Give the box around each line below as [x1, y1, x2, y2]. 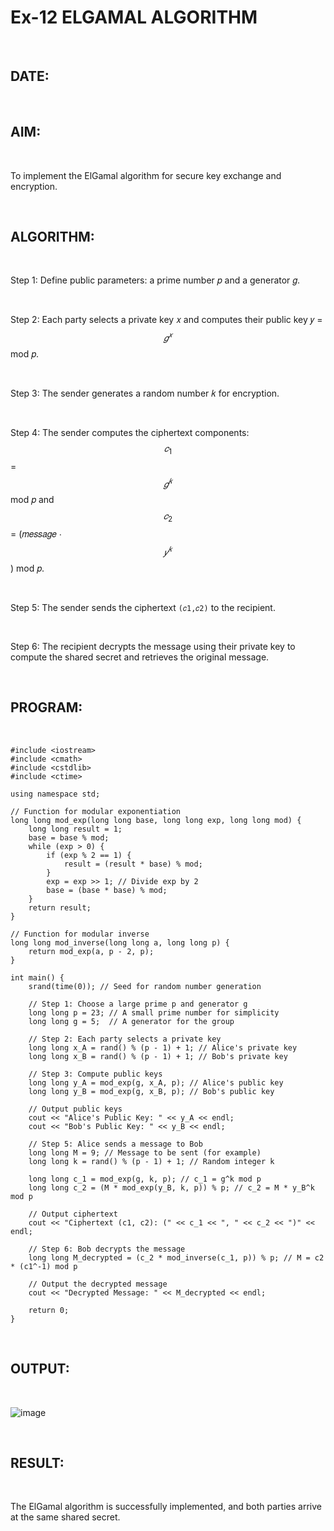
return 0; [28, 1305, 70, 1315]
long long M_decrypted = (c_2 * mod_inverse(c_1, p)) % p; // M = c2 [28, 1252, 325, 1263]
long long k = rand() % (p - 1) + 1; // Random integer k [28, 1156, 275, 1166]
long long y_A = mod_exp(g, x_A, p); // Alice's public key [28, 1077, 284, 1088]
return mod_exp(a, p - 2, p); [28, 946, 155, 956]
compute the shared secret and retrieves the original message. [10, 651, 270, 663]
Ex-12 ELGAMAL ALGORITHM [10, 6, 258, 29]
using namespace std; [10, 789, 101, 799]
